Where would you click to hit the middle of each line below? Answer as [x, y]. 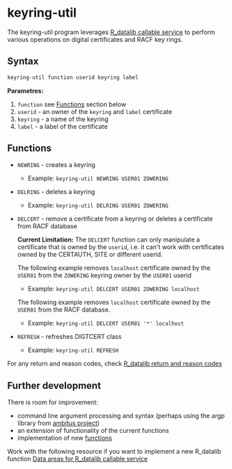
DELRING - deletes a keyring [56, 192]
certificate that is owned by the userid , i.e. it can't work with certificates [121, 247]
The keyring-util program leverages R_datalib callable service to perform [111, 32]
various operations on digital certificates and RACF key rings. [95, 39]
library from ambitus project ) [58, 423]
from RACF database [47, 226]
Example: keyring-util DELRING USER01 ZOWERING [98, 205]
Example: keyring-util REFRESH [73, 350]
